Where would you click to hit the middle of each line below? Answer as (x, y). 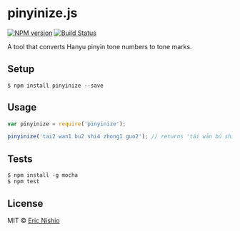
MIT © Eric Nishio (34, 220)
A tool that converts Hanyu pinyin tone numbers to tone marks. (100, 46)
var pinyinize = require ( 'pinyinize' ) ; (67, 124)
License (25, 204)
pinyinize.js (42, 13)
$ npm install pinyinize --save (55, 86)
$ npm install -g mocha (43, 175)
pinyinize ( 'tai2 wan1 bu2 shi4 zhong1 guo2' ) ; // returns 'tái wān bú (115, 137)
